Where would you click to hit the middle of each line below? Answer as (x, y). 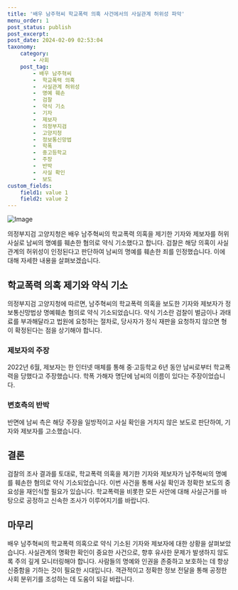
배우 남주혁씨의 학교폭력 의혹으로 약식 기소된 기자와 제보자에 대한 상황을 (107, 544)
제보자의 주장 (28, 350)
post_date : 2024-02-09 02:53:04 (55, 41)
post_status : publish (39, 27)
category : (35, 54)
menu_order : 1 (28, 21)
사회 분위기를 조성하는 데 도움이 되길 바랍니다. (71, 579)
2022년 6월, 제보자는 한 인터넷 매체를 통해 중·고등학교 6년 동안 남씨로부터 (109, 368)
